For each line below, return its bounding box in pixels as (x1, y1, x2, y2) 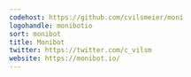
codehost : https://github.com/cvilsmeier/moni (9, 12, 184, 22)
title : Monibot (9, 37, 65, 47)
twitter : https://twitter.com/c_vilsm (9, 46, 152, 55)
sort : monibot (9, 29, 62, 38)
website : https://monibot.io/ (9, 54, 121, 63)
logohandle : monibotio (9, 21, 93, 30)
